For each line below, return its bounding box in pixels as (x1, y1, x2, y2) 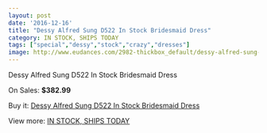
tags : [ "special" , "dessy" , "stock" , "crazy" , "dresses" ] (8, 41, 191, 49)
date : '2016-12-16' (8, 19, 73, 27)
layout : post (8, 11, 52, 20)
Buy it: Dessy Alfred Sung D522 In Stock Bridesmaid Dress (8, 101, 200, 110)
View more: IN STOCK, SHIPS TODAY (8, 116, 130, 125)
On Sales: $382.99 (8, 85, 72, 95)
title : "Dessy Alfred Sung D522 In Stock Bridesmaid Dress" (8, 26, 212, 34)
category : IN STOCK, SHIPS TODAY (8, 33, 119, 42)
